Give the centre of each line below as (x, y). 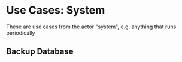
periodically (21, 32)
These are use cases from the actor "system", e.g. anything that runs (91, 27)
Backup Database (40, 52)
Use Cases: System (56, 10)
